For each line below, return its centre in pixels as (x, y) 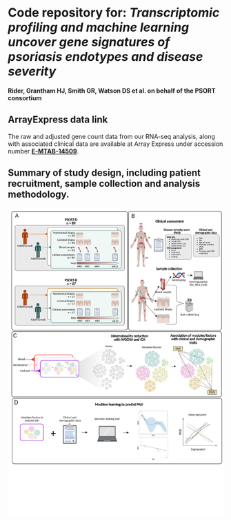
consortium (25, 98)
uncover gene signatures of (89, 42)
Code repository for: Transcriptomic (114, 13)
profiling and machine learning (99, 27)
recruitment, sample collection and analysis (104, 184)
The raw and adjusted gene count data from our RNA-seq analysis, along (112, 136)
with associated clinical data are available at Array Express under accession (115, 144)
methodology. (39, 195)
